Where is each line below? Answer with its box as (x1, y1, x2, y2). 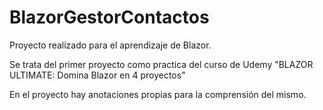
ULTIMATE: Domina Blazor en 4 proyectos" (9, 69, 186, 81)
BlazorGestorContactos (9, 6, 210, 29)
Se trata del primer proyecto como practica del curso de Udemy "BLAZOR (9, 58, 314, 70)
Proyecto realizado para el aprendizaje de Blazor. (9, 39, 212, 51)
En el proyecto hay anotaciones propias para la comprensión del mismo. (9, 88, 307, 100)
